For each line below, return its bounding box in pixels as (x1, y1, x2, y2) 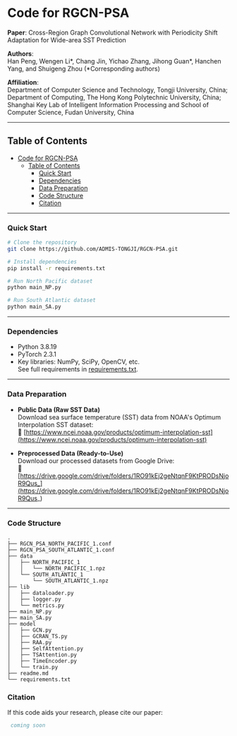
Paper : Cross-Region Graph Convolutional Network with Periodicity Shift (7, 28, 218, 37)
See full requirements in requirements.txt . (17, 365, 139, 374)
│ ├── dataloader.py (7, 589, 74, 596)
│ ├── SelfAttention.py (7, 645, 83, 652)
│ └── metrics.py (7, 601, 65, 609)
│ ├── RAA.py (7, 639, 52, 646)
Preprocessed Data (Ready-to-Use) (17, 449, 123, 458)
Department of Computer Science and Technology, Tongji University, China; (7, 85, 228, 94)
